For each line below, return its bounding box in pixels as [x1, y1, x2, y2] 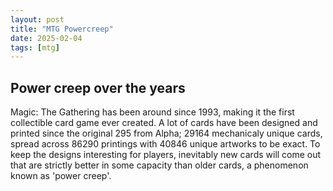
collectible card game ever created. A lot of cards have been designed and [10, 117, 318, 129]
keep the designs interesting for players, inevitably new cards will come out [10, 149, 322, 161]
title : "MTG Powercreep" [10, 24, 114, 34]
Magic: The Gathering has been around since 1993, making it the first [10, 106, 295, 118]
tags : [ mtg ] [10, 42, 60, 53]
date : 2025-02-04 [10, 33, 83, 43]
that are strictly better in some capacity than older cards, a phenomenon [10, 159, 309, 171]
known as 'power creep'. [10, 170, 112, 182]
